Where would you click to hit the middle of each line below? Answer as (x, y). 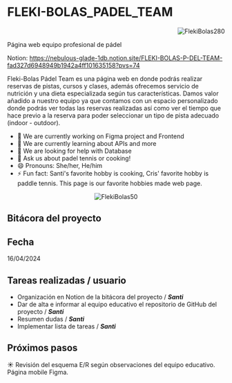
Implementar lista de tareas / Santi (66, 326)
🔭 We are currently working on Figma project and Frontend (100, 136)
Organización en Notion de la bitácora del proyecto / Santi (100, 297)
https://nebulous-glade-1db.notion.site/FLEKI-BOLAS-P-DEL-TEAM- (126, 58)
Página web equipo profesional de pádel (65, 44)
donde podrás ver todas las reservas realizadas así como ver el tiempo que (114, 108)
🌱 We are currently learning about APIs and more (87, 143)
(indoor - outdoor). (34, 122)
